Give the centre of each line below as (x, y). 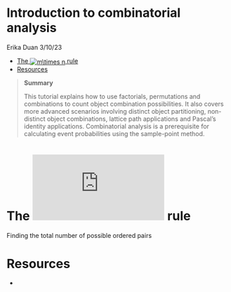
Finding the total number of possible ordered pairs (79, 235)
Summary (38, 83)
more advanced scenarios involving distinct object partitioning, (115, 111)
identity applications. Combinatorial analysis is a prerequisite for (117, 126)
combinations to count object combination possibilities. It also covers (124, 104)
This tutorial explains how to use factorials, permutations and (112, 96)
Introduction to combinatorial (94, 13)
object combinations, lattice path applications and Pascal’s (131, 119)
